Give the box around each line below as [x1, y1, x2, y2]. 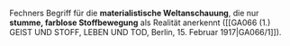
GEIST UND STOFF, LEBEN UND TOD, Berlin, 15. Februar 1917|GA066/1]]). [9, 27, 282, 37]
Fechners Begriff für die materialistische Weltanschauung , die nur [9, 8, 259, 18]
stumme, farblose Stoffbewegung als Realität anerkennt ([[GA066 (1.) [9, 17, 271, 28]
